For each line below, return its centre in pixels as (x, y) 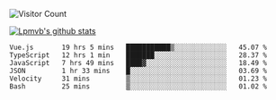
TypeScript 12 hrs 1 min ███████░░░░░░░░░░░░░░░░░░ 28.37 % (138, 55)
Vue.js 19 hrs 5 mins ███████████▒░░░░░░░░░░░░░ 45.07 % (138, 47)
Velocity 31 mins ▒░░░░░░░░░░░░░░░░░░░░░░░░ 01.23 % (138, 79)
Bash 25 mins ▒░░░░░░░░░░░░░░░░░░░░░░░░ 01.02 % (138, 87)
